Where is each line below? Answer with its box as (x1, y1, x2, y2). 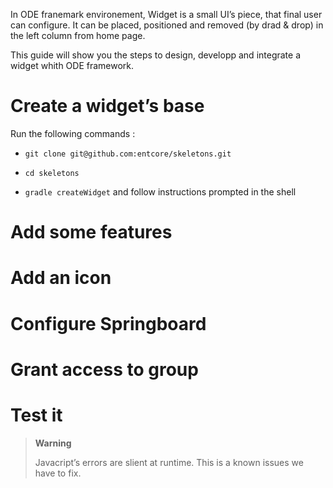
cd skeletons (24, 168, 80, 178)
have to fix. (34, 467, 82, 479)
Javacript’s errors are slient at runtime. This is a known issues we (34, 456, 304, 468)
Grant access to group (10, 358, 199, 381)
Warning (34, 437, 72, 449)
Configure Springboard (10, 312, 207, 335)
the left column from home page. (10, 30, 146, 41)
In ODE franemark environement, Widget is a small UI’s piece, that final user (10, 9, 323, 20)
